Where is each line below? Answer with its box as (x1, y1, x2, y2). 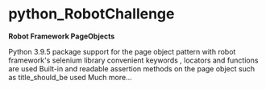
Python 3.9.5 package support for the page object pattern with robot (8, 47, 236, 56)
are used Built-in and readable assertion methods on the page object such (8, 63, 256, 73)
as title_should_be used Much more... (8, 72, 132, 82)
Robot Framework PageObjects (8, 31, 115, 41)
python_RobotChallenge (8, 5, 175, 23)
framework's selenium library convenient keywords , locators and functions (8, 55, 259, 65)
